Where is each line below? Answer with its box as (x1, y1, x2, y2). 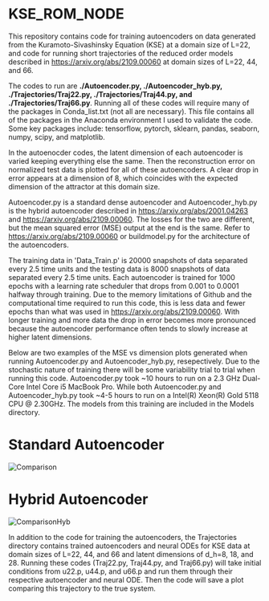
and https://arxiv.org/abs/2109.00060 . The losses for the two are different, (8, 214, 255, 224)
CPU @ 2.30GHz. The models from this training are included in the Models (8, 399, 255, 408)
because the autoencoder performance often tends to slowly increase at (8, 323, 248, 333)
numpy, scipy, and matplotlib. (8, 132, 106, 141)
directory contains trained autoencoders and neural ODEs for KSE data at (8, 541, 251, 550)
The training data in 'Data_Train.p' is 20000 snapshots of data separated (8, 255, 248, 265)
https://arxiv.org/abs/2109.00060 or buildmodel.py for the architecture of (8, 231, 251, 241)
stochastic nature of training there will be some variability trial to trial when (8, 364, 255, 374)
